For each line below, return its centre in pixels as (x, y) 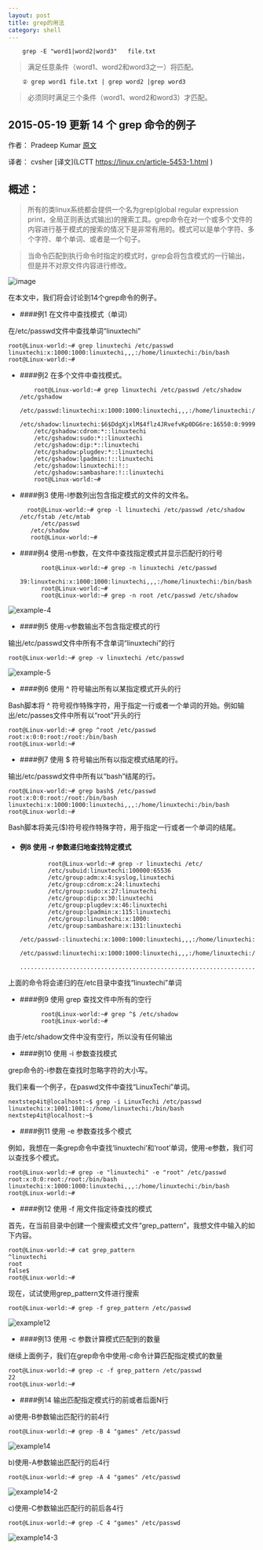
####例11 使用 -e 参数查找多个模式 (75, 1131)
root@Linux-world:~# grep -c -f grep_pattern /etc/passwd (105, 1371)
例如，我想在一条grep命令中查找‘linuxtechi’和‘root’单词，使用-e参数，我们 (128, 1148)
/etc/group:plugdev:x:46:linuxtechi (108, 905)
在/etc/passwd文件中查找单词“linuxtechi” (75, 331)
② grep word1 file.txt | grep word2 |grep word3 (104, 82)
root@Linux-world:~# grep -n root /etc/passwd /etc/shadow (139, 595)
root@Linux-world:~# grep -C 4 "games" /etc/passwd (94, 1523)
